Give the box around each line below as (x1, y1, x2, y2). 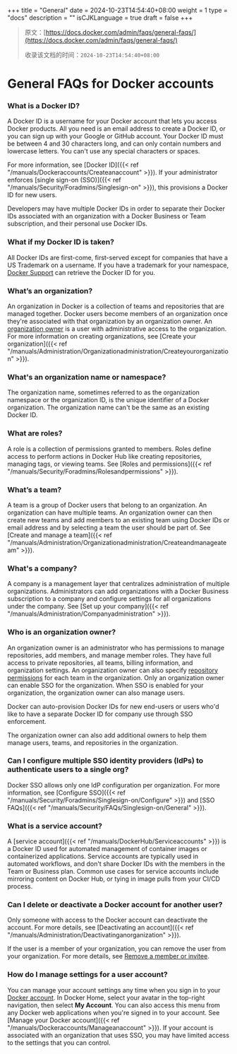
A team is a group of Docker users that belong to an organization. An (7, 500, 207, 509)
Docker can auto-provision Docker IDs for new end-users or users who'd (7, 702, 219, 710)
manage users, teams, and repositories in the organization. (7, 738, 178, 746)
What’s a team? (7, 484, 62, 494)
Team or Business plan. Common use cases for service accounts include (7, 867, 219, 876)
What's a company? (7, 563, 78, 573)
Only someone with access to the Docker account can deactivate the (7, 915, 208, 925)
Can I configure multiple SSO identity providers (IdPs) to (7, 756, 204, 766)
